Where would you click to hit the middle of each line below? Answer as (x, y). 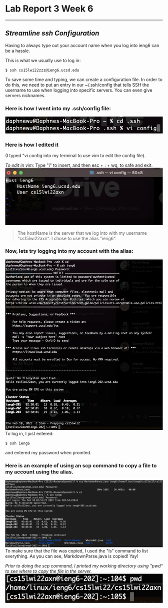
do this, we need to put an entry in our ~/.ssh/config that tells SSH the (77, 85)
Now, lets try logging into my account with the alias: (69, 251)
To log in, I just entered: (29, 434)
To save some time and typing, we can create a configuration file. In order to (84, 79)
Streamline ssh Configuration (52, 33)
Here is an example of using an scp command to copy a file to (81, 466)
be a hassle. (17, 51)
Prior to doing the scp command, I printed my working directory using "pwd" (84, 566)
